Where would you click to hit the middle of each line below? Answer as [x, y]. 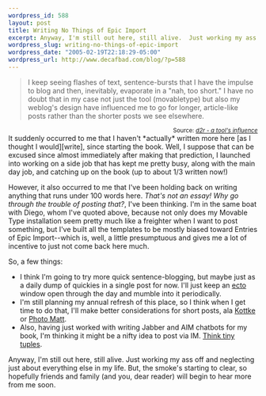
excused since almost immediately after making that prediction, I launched [129, 154]
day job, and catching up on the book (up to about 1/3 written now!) [118, 172]
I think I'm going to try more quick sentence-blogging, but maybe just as [137, 276]
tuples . [31, 344]
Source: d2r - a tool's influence [215, 130]
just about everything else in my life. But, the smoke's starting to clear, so [128, 367]
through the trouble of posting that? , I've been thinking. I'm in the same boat [133, 204]
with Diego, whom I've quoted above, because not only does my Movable [128, 212]
